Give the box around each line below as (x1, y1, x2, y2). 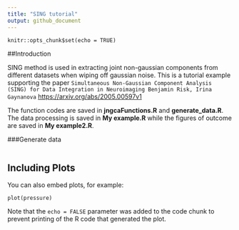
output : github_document (7, 17, 81, 24)
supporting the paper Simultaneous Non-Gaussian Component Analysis (7, 78, 212, 86)
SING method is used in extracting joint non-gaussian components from (7, 63, 219, 71)
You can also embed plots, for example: (7, 181, 124, 189)
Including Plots (7, 161, 76, 174)
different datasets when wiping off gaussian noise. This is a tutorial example (7, 71, 231, 79)
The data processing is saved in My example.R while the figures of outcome (7, 114, 232, 122)
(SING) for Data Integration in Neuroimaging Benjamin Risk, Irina (7, 86, 213, 93)
